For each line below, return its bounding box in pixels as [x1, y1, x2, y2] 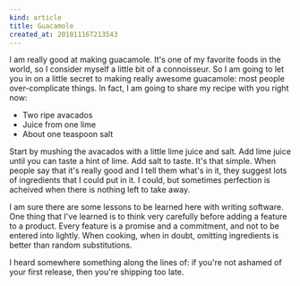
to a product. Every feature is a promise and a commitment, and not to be [9, 221, 279, 231]
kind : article [9, 13, 63, 22]
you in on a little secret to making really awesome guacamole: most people [9, 74, 285, 84]
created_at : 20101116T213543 [9, 30, 118, 39]
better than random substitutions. [9, 239, 133, 251]
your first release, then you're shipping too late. [9, 266, 184, 278]
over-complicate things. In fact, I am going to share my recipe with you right [9, 82, 289, 94]
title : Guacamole [9, 22, 74, 30]
